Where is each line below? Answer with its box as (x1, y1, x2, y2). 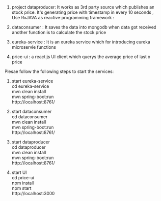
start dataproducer (11, 139, 50, 145)
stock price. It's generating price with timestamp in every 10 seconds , (11, 9, 154, 15)
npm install (11, 180, 34, 186)
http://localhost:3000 (11, 191, 55, 196)
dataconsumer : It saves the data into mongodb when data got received (11, 24, 157, 30)
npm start (11, 185, 31, 191)
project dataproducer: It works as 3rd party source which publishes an (11, 4, 155, 10)
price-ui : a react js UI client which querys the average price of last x (11, 54, 151, 60)
